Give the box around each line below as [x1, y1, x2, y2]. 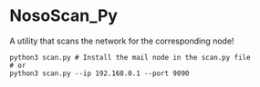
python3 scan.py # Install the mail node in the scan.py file [9, 53, 251, 62]
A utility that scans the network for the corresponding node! [9, 35, 234, 46]
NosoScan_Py [9, 5, 119, 26]
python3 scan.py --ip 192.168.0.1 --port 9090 [9, 69, 190, 78]
